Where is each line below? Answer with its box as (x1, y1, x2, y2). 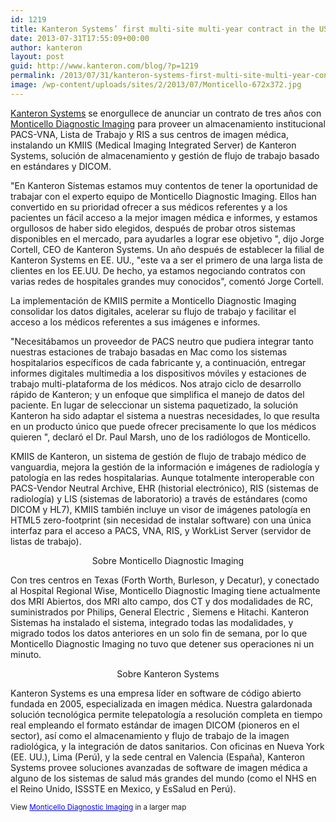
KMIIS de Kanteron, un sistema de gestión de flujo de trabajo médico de (10, 450, 307, 462)
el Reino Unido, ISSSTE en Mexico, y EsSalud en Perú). (10, 782, 237, 795)
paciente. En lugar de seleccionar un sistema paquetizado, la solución (10, 399, 298, 411)
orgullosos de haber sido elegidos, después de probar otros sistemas (10, 222, 296, 234)
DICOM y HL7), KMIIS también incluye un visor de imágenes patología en (10, 503, 311, 515)
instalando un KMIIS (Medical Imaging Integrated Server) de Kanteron (10, 139, 297, 151)
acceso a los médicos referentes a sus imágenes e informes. (10, 316, 261, 328)
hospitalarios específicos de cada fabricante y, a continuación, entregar (10, 356, 307, 368)
